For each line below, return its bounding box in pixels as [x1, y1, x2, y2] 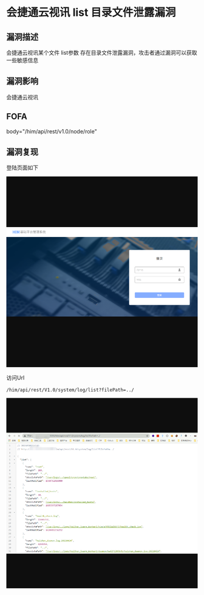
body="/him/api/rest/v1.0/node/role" [6, 127, 97, 135]
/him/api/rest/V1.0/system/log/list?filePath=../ [6, 387, 135, 393]
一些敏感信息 [6, 57, 38, 64]
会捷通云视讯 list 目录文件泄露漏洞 [6, 5, 176, 19]
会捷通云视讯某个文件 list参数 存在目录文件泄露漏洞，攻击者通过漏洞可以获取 [6, 49, 197, 56]
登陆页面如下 [6, 164, 38, 171]
